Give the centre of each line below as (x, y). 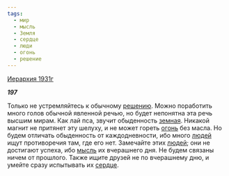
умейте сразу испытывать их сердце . (63, 165)
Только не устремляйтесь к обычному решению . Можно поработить (110, 106)
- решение (27, 59)
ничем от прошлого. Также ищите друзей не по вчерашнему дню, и (108, 157)
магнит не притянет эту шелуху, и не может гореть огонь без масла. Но (115, 128)
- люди (23, 46)
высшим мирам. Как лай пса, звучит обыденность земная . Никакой (109, 120)
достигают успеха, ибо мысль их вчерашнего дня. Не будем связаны (111, 150)
